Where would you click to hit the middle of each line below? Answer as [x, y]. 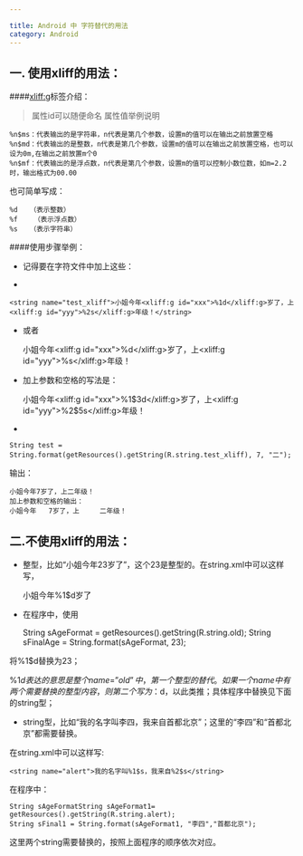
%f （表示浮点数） [45, 220]
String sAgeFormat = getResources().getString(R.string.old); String [147, 633]
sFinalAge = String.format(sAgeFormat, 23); [104, 642]
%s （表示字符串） [43, 229]
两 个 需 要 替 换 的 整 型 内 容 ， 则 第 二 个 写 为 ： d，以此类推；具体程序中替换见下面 [151, 692]
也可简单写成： [37, 191]
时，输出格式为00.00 [43, 173]
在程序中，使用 [50, 615]
